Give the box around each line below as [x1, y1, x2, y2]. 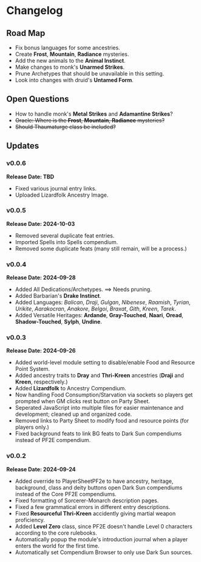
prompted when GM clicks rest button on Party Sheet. [15, 398, 151, 405]
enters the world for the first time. [15, 542, 100, 549]
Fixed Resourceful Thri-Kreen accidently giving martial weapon [15, 510, 176, 517]
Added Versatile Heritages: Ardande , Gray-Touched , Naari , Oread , [15, 312, 184, 319]
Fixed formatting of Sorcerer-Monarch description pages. [15, 497, 159, 504]
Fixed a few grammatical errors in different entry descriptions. [15, 503, 171, 510]
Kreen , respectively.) [15, 378, 68, 385]
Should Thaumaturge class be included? [15, 123, 117, 130]
